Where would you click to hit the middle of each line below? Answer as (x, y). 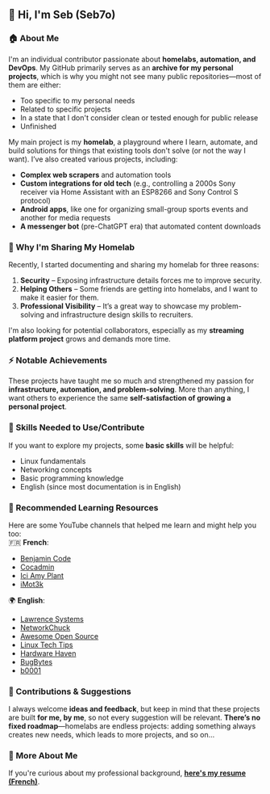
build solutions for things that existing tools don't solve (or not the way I (127, 150)
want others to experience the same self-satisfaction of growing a (120, 398)
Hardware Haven (48, 653)
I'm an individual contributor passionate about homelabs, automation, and (132, 59)
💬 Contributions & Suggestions (70, 691)
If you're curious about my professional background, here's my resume (127, 773)
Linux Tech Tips (46, 645)
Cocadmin (37, 567)
